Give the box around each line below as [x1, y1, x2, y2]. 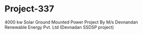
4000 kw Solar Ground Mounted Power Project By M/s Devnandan [4, 19, 139, 25]
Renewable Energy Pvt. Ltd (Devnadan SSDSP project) [4, 24, 114, 30]
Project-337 [4, 3, 54, 14]
